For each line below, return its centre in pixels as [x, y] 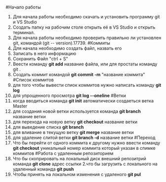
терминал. [24, 32]
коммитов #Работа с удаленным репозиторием [63, 153]
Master [20, 106]
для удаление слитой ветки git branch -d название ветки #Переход [84, 137]
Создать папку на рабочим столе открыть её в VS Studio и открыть [84, 27]
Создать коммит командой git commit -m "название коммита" [79, 74]
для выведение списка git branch [48, 127]
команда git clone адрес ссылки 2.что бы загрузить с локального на [85, 164]
